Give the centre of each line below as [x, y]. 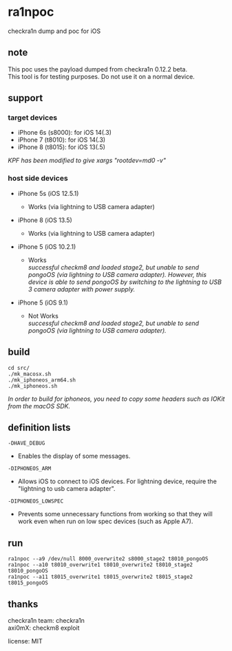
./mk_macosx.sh [30, 374]
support [25, 98]
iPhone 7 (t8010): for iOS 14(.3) [62, 140]
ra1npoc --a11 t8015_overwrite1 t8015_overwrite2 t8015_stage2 [101, 577]
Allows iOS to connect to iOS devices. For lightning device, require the [117, 481]
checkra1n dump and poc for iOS [54, 31]
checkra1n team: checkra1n [46, 620]
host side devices [38, 178]
